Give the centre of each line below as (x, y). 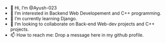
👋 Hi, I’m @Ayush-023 (34, 8)
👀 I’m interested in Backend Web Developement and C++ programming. (86, 13)
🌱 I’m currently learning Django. (44, 18)
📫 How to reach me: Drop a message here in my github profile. (77, 35)
